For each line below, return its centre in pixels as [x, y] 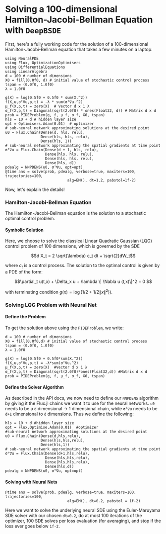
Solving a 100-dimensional [61, 9]
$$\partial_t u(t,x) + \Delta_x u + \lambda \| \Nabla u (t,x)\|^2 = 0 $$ [83, 281]
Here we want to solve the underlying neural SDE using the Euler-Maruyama [83, 510]
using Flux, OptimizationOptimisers [43, 63]
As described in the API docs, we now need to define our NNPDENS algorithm [82, 398]
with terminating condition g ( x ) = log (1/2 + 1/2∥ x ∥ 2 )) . [59, 292]
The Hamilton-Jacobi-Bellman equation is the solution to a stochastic [76, 213]
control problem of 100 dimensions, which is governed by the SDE [73, 246]
